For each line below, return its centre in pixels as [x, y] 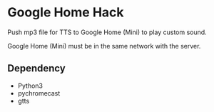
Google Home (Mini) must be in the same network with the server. [104, 46]
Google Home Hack [66, 12]
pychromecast [39, 93]
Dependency [36, 68]
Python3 [30, 86]
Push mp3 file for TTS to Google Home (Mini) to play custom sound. [107, 32]
